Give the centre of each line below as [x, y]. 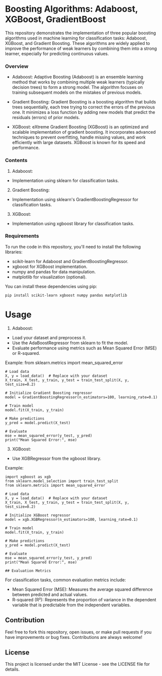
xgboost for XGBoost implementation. [50, 266]
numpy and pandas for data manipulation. [54, 271]
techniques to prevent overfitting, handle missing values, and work [79, 137]
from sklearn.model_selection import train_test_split [62, 481]
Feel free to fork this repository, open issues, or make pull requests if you [78, 632]
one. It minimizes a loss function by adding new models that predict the [84, 112]
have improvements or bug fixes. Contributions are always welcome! [74, 637]
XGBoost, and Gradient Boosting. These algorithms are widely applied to [78, 43]
